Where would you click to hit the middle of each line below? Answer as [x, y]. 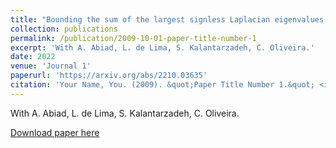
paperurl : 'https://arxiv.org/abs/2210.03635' [109, 76]
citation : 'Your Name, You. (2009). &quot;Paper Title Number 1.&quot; [162, 85]
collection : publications [64, 29]
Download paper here [55, 132]
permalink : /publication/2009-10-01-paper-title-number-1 [133, 38]
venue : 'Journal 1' [51, 66]
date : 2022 [33, 57]
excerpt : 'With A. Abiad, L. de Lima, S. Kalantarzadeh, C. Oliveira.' [162, 47]
